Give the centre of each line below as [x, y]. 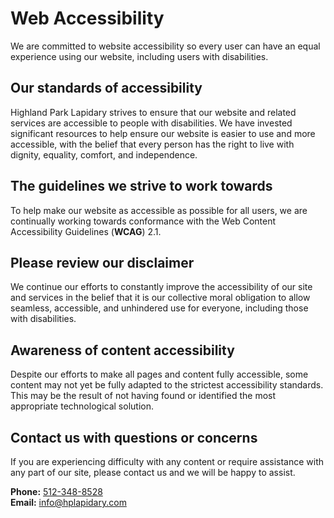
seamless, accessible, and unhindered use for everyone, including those [159, 308]
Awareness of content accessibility [122, 350]
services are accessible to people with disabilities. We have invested [151, 123]
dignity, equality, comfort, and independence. [104, 154]
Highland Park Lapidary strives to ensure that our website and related [153, 112]
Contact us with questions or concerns [134, 437]
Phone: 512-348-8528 [56, 491]
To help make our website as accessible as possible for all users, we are [159, 210]
